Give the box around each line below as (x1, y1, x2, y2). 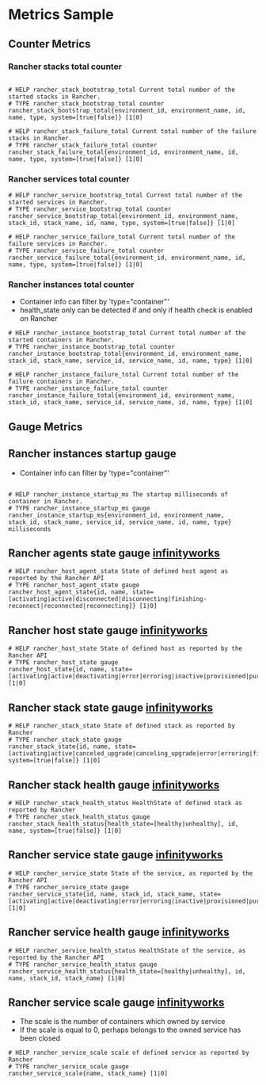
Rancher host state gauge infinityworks (8, 624, 208, 637)
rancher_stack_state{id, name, (8, 743, 112, 751)
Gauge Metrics (8, 420, 83, 434)
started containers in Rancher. (8, 336, 115, 344)
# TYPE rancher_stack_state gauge (8, 735, 123, 744)
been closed (19, 1033, 61, 1043)
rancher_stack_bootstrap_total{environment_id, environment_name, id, (8, 106, 246, 114)
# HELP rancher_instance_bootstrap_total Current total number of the (8, 329, 246, 338)
